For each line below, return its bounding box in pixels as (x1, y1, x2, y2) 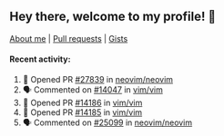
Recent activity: (9, 53, 71, 64)
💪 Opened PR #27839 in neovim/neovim (22, 74, 174, 85)
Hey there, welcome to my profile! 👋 (9, 9, 217, 24)
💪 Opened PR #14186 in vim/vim (22, 97, 143, 109)
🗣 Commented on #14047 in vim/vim (22, 84, 164, 95)
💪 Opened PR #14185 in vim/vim (22, 107, 143, 118)
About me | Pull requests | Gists (9, 33, 128, 44)
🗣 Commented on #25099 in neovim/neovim (22, 117, 193, 128)
